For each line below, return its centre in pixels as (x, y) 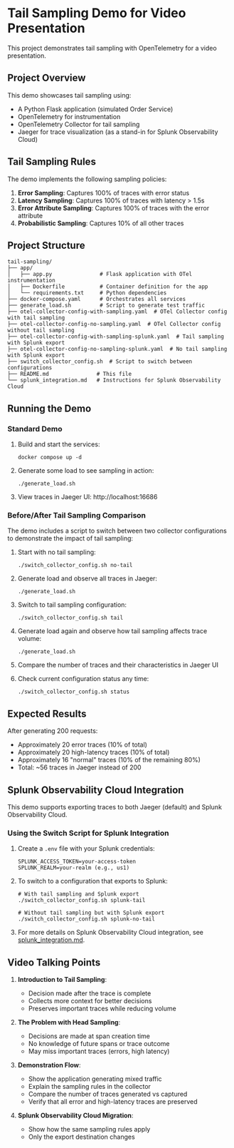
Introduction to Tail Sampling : (62, 980)
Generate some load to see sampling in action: (86, 471)
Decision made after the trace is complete (90, 993)
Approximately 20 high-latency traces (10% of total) (94, 752)
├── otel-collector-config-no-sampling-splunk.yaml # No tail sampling (117, 349)
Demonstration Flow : (49, 1065)
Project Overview (47, 78)
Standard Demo (35, 429)
